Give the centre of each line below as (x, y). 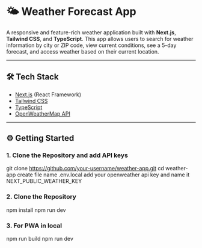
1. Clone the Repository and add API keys (67, 155)
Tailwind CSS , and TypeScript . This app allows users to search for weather (100, 39)
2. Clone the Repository (41, 197)
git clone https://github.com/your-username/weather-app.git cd (85, 169)
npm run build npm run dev (40, 239)
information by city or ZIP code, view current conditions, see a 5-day (91, 45)
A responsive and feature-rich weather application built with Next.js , (91, 32)
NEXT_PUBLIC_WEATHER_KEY (44, 181)
